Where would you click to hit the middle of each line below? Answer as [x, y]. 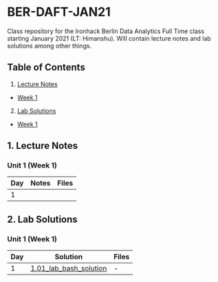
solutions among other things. [49, 46]
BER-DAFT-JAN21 [59, 12]
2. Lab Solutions [42, 219]
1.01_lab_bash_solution [69, 268]
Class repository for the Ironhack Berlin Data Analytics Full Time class [106, 31]
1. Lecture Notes [43, 146]
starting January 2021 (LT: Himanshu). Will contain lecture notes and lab [109, 38]
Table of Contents [46, 67]
